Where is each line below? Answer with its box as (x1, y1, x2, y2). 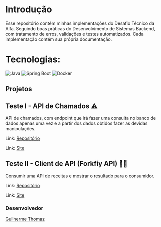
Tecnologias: (5, 54, 61, 65)
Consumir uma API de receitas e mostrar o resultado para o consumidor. (5, 173, 154, 179)
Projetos (5, 85, 32, 93)
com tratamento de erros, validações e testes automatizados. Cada (5, 31, 144, 37)
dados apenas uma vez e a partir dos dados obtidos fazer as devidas (5, 120, 148, 126)
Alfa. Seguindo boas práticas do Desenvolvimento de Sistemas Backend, (5, 25, 155, 31)
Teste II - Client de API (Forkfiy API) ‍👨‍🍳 (5, 159, 128, 168)
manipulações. (5, 126, 36, 132)
